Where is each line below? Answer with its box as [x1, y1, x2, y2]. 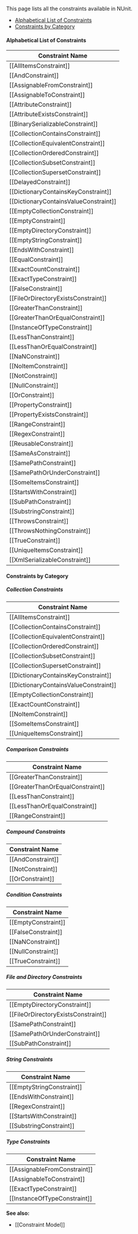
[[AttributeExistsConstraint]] [9, 110, 89, 119]
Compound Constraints [6, 828, 65, 835]
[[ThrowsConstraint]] [9, 517, 69, 525]
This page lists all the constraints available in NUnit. [6, 5, 133, 12]
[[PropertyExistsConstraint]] [9, 411, 89, 419]
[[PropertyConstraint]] [9, 401, 73, 409]
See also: [6, 1210, 30, 1217]
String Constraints [6, 1056, 53, 1063]
